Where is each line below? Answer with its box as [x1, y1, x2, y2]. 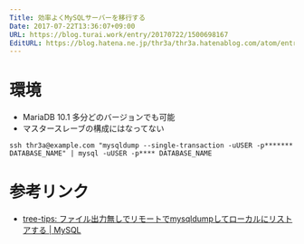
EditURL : [9, 38, 43, 48]
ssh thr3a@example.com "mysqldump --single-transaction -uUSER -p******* [9, 141, 294, 150]
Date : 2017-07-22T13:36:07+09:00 [9, 22, 136, 31]
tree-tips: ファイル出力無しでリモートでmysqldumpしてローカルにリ [22, 213, 278, 224]
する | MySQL [30, 225, 81, 236]
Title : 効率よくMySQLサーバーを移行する [9, 13, 147, 23]
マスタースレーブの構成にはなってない [22, 123, 165, 134]
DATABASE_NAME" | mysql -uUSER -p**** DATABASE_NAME [9, 149, 213, 158]
